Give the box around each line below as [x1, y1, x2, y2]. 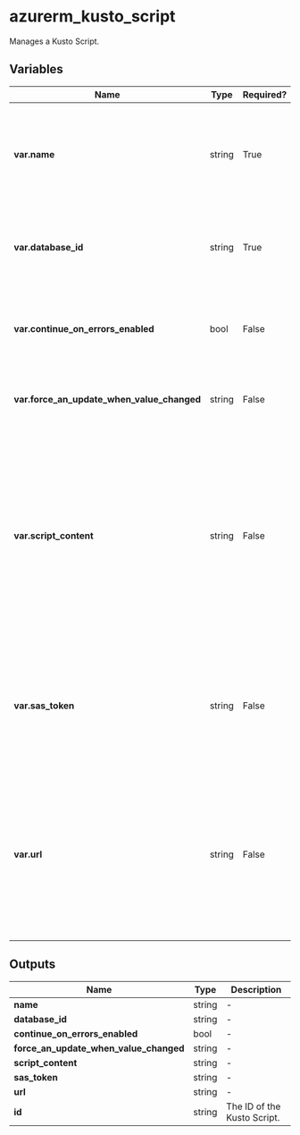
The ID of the [226, 1100, 281, 1113]
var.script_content [13, 529, 94, 542]
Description [230, 983, 282, 995]
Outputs [9, 957, 56, 972]
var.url [13, 848, 43, 860]
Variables [9, 62, 64, 77]
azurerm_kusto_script [9, 6, 176, 27]
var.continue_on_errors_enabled [13, 322, 154, 335]
